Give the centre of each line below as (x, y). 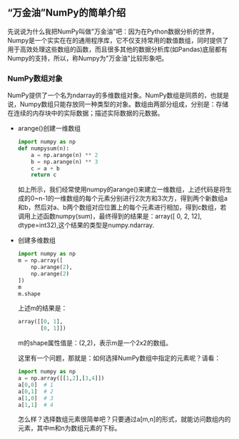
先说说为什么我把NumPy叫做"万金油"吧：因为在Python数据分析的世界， (113, 31)
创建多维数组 (36, 241)
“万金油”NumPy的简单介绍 (67, 13)
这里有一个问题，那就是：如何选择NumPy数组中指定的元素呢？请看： (119, 358)
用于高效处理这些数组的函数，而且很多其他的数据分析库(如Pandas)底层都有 (118, 49)
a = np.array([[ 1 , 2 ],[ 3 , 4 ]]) (61, 378)
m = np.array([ (40, 261)
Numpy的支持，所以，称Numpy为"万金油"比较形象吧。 (88, 58)
